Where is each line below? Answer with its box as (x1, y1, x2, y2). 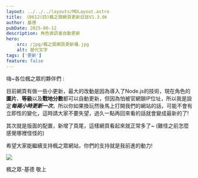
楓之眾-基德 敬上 (6, 166, 47, 173)
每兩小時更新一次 (11, 102, 53, 109)
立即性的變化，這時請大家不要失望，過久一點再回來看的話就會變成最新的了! (6, 110, 189, 117)
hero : (6, 36, 20, 42)
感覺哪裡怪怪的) (6, 129, 45, 136)
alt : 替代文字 (17, 47, 48, 53)
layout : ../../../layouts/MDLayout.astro (6, 8, 110, 15)
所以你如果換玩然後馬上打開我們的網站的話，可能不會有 (57, 102, 193, 109)
